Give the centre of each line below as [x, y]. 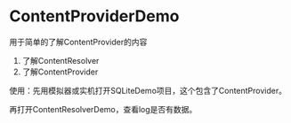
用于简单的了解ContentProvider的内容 [78, 42]
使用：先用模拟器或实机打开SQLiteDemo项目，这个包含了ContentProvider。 [148, 90]
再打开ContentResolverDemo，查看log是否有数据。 [103, 109]
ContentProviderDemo [94, 16]
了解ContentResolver [61, 60]
